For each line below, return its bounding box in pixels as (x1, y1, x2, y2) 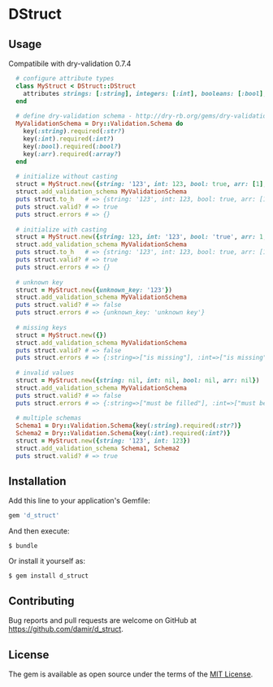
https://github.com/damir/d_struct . (8, 624, 123, 634)
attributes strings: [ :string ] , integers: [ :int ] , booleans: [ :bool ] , (23, 89, 267, 97)
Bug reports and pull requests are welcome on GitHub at (8, 616, 197, 625)
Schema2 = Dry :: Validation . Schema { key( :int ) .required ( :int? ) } (15, 430, 231, 438)
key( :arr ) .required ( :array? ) (23, 149, 122, 158)
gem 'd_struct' (8, 512, 60, 520)
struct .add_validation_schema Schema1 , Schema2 (15, 444, 180, 452)
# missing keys (15, 323, 67, 331)
